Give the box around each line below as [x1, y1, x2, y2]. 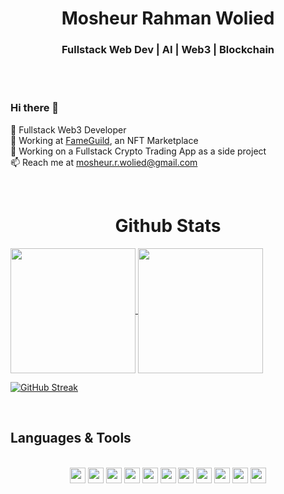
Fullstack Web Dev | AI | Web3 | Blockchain [61, 43, 275, 57]
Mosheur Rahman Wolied [61, 7, 275, 30]
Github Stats [114, 214, 222, 237]
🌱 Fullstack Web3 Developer [10, 123, 127, 136]
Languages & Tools [10, 430, 132, 447]
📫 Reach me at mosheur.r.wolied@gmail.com [10, 156, 198, 168]
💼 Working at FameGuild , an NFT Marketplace [10, 134, 199, 146]
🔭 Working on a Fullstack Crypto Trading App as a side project [10, 145, 267, 157]
